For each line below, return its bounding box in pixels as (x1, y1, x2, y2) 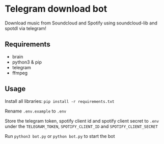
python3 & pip (12, 59, 42, 65)
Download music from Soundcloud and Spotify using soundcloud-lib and (5, 20, 157, 26)
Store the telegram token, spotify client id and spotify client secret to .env (5, 118, 159, 124)
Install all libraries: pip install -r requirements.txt (5, 98, 115, 104)
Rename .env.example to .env (5, 108, 67, 114)
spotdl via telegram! (5, 25, 46, 31)
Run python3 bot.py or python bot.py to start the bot (5, 133, 115, 139)
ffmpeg (12, 70, 28, 76)
